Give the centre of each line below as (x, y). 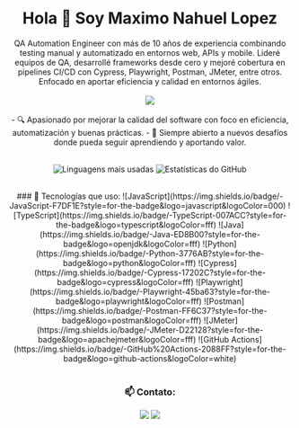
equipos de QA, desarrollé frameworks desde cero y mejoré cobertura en (150, 62)
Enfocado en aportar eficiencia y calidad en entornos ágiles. (150, 81)
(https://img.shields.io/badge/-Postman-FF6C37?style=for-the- (150, 310)
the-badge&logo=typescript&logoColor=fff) (136, 225)
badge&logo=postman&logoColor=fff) (132, 320)
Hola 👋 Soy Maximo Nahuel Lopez (150, 18)
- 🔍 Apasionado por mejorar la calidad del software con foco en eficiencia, (150, 120)
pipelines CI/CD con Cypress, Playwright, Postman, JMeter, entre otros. (150, 72)
